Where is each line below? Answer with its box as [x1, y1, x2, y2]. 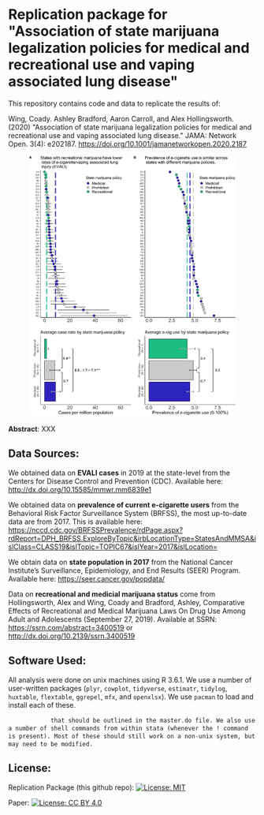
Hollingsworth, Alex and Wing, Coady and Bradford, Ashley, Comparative [8, 597, 245, 607]
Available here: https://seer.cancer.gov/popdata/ [8, 574, 165, 583]
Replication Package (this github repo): [8, 783, 135, 792]
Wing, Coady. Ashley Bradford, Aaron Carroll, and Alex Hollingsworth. [8, 114, 234, 123]
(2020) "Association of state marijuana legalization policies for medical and [8, 122, 252, 132]
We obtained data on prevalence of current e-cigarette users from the [8, 499, 240, 510]
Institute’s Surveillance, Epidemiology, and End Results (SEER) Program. [8, 566, 241, 575]
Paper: [8, 798, 30, 807]
